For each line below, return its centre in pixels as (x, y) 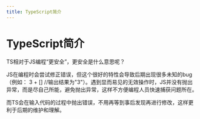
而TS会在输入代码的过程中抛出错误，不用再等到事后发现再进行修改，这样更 (100, 102)
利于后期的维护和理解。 (35, 110)
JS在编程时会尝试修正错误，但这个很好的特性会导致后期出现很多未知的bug (99, 74)
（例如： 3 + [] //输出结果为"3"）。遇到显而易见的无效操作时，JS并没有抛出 (99, 82)
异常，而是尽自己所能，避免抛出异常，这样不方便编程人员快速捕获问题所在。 (102, 89)
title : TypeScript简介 (34, 12)
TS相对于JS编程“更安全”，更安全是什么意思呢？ (66, 62)
